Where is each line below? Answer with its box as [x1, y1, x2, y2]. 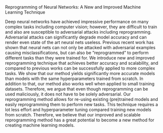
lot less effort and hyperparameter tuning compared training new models [5, 107, 151, 113]
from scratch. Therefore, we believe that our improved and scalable [5, 112, 141, 117]
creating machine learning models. [5, 122, 75, 128]
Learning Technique [5, 9, 45, 15]
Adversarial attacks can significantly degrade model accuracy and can [5, 34, 147, 40]
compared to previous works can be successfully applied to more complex [5, 65, 155, 71]
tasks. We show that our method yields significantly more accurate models [5, 71, 155, 76]
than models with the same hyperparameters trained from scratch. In [5, 76, 143, 81]
